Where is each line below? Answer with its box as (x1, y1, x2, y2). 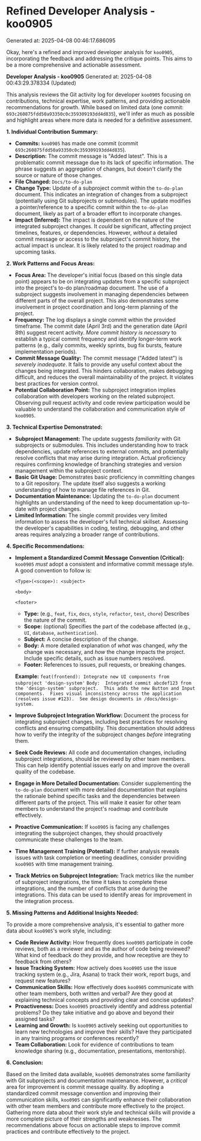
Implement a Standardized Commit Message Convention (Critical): (14, 554, 185, 561)
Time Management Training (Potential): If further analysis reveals (14, 847, 180, 855)
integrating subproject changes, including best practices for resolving (14, 718, 188, 725)
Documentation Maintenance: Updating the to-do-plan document (14, 492, 180, 500)
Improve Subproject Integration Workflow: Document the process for (14, 712, 189, 719)
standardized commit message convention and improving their (6, 1089, 161, 1097)
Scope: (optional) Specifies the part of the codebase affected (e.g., (23, 623, 191, 630)
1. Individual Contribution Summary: (6, 128, 98, 135)
